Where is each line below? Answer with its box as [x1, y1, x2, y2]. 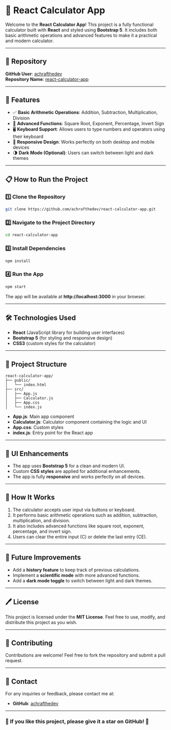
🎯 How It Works [5, 493, 55, 502]
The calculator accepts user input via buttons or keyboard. [12, 507, 136, 513]
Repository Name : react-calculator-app [5, 76, 89, 82]
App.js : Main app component [12, 413, 75, 419]
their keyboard [12, 133, 44, 139]
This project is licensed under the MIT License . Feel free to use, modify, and [5, 613, 165, 620]
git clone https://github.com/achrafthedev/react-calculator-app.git [5, 207, 156, 212]
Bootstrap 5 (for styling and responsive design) [12, 335, 113, 341]
